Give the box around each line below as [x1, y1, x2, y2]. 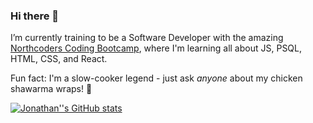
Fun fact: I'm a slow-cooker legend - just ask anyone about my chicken [10, 72, 303, 84]
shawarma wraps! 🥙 [10, 83, 93, 95]
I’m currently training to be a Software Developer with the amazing [10, 32, 284, 44]
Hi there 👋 [10, 9, 60, 23]
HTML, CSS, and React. [10, 53, 108, 65]
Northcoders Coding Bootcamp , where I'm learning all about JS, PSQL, [10, 42, 303, 54]
